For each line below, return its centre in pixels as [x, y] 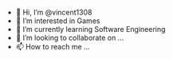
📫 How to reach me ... [53, 47]
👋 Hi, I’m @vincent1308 [54, 12]
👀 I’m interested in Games [58, 21]
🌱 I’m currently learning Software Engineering [90, 29]
